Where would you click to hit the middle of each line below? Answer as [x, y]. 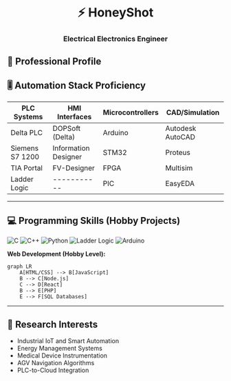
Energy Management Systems [60, 348]
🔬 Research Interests [53, 324]
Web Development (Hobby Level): [56, 254]
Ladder [22, 179]
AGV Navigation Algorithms [56, 362]
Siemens [25, 148]
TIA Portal [27, 168]
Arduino [115, 133]
